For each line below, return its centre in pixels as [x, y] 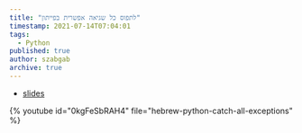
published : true [40, 51]
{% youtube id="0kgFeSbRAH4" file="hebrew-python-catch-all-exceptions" [151, 111]
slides [33, 93]
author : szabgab [40, 59]
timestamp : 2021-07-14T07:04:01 [70, 26]
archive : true [36, 68]
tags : [19, 34]
